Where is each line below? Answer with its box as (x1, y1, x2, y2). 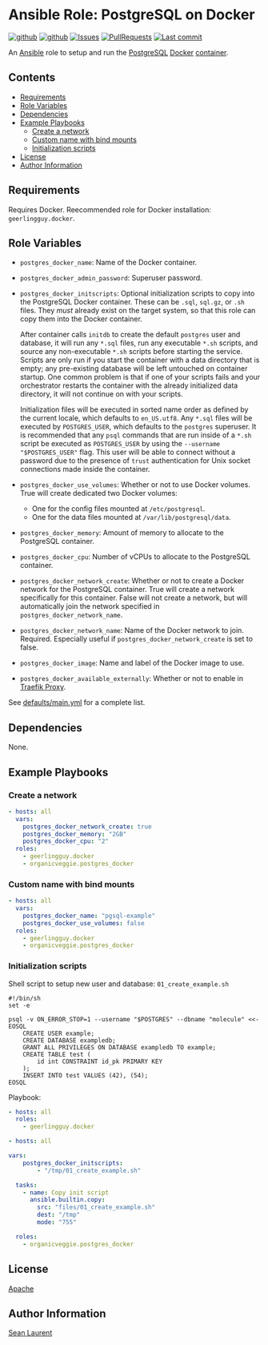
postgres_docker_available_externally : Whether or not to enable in (19, 674, 244, 683)
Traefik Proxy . (19, 683, 66, 692)
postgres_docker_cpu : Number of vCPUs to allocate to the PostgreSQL (19, 552, 250, 562)
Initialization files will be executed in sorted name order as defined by (19, 405, 249, 414)
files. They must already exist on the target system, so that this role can (19, 306, 256, 316)
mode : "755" (37, 1218, 78, 1226)
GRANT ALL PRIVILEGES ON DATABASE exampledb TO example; (22, 1043, 217, 1051)
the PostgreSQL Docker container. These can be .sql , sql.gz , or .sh (19, 297, 246, 307)
